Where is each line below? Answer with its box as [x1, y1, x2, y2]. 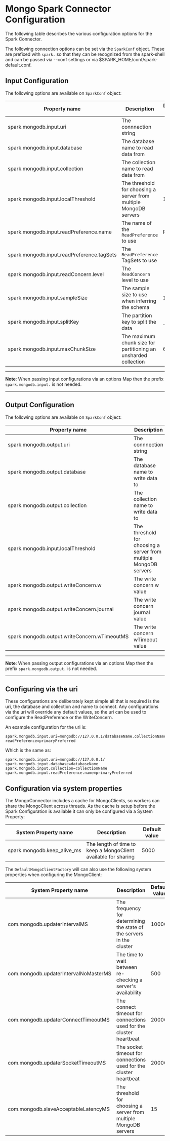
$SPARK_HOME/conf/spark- [99, 56, 158, 62]
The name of [121, 219, 152, 226]
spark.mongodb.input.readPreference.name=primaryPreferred [5, 770, 133, 775]
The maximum [121, 333, 156, 340]
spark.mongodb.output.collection [8, 502, 87, 509]
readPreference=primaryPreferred [5, 738, 76, 743]
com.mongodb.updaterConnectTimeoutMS [8, 1016, 110, 1024]
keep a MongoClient [86, 847, 135, 854]
